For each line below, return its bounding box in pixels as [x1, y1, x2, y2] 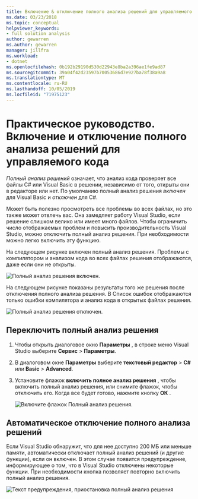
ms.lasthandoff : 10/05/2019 [6, 86, 76, 92]
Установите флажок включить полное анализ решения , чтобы [14, 377, 176, 384]
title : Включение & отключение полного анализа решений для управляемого [6, 8, 193, 15]
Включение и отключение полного [6, 130, 187, 143]
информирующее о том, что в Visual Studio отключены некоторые [6, 462, 174, 469]
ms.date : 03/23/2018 [6, 14, 58, 20]
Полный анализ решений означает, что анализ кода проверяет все [6, 175, 177, 182]
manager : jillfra [6, 48, 49, 53]
